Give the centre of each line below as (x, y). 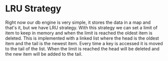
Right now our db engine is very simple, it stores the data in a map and (78, 22)
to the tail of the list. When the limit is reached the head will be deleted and (82, 49)
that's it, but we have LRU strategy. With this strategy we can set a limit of (81, 27)
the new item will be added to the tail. (44, 54)
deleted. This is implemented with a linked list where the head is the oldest (82, 38)
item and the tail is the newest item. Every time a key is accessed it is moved (84, 43)
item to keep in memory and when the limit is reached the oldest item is (79, 33)
